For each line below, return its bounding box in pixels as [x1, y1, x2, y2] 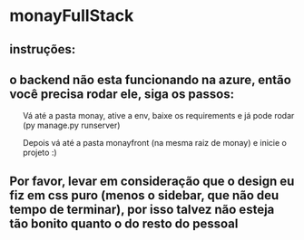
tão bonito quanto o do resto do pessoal [9, 216, 239, 231]
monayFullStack [9, 5, 134, 26]
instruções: [9, 42, 76, 57]
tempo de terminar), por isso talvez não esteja [9, 201, 275, 217]
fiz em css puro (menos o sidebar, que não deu [9, 187, 279, 203]
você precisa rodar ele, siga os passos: [9, 86, 234, 101]
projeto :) [22, 147, 57, 158]
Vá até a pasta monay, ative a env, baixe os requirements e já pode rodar [22, 110, 295, 121]
